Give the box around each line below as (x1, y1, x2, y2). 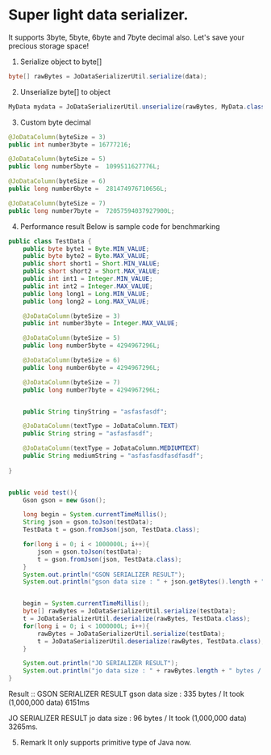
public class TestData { (8, 237, 92, 245)
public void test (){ (8, 488, 78, 497)
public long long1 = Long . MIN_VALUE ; (23, 290, 150, 298)
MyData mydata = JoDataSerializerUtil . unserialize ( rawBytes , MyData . (8, 103, 248, 111)
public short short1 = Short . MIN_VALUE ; (23, 260, 161, 268)
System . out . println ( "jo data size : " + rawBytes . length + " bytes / (23, 667, 262, 675)
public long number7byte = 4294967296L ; (23, 386, 161, 394)
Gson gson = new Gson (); (23, 496, 106, 504)
